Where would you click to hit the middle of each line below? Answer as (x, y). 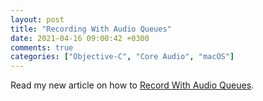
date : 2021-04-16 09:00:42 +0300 (80, 38)
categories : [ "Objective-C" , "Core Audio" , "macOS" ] (122, 57)
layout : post (37, 19)
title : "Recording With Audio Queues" (91, 29)
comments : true (42, 47)
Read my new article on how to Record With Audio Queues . (132, 85)
